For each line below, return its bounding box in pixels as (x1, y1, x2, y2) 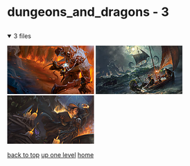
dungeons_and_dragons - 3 (7, 4, 170, 20)
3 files (13, 32, 31, 40)
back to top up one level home (7, 150, 94, 159)
